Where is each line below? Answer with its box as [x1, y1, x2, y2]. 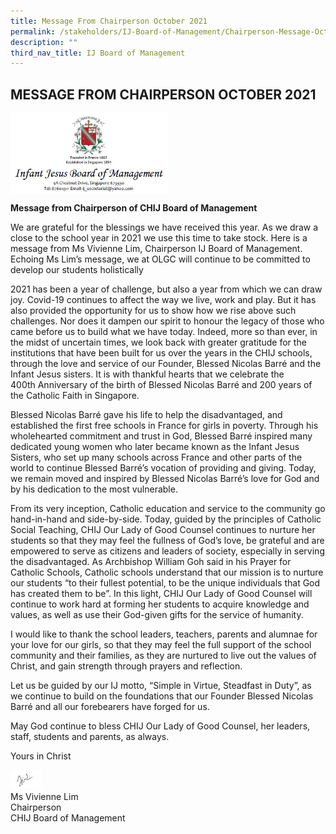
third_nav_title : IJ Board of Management [10, 48, 186, 58]
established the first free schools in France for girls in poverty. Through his [10, 420, 319, 432]
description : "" [10, 37, 78, 47]
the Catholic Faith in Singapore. [10, 390, 140, 402]
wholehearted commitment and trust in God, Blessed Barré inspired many [10, 430, 313, 442]
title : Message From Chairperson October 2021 [10, 16, 208, 26]
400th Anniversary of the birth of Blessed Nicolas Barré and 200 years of [10, 379, 313, 391]
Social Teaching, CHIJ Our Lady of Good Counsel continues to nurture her [10, 524, 316, 536]
